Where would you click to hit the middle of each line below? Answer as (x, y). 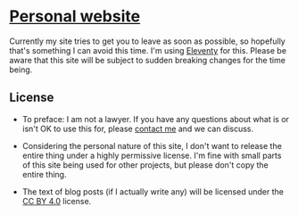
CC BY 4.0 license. (57, 201)
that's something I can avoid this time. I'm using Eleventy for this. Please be (148, 50)
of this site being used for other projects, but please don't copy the (145, 165)
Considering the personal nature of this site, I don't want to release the (152, 145)
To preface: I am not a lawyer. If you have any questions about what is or (156, 119)
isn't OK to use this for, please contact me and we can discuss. (138, 128)
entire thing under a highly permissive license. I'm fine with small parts (152, 155)
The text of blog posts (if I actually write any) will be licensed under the (153, 191)
